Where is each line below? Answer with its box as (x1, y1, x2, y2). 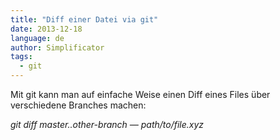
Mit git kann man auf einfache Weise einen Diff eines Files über (10, 89, 271, 100)
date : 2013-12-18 (10, 24, 83, 34)
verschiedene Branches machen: (10, 99, 147, 111)
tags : (10, 52, 33, 62)
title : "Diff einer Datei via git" (10, 14, 159, 25)
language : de (10, 33, 65, 43)
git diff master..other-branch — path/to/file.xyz (10, 119, 205, 130)
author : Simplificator (10, 42, 105, 53)
